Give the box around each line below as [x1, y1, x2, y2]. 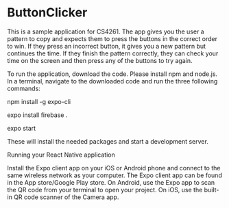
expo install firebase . [7, 111, 68, 119]
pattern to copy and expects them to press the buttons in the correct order [7, 34, 218, 42]
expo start [7, 124, 36, 132]
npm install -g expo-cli [7, 97, 71, 105]
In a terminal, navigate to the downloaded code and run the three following [7, 77, 218, 85]
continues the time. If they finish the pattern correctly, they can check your [7, 49, 219, 57]
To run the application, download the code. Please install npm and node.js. [7, 70, 218, 78]
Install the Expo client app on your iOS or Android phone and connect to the [7, 164, 221, 172]
